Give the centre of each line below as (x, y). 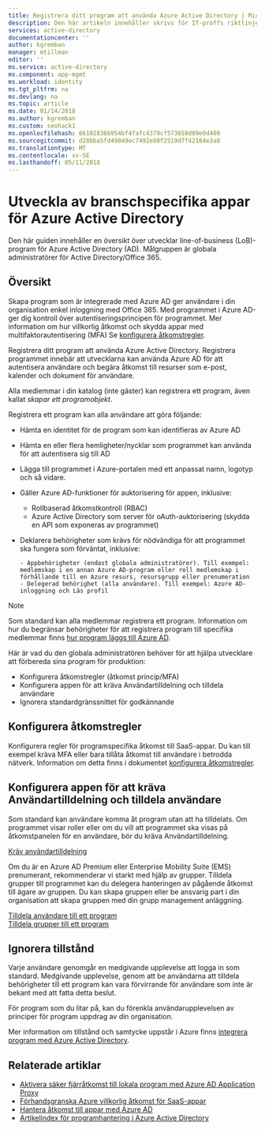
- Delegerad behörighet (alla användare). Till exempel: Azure (126, 584)
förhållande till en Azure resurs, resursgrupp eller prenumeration (134, 577)
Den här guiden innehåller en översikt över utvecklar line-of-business (121, 241)
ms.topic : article (38, 104)
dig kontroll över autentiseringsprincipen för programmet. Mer (121, 318)
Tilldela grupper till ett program (58, 923)
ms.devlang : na (33, 97)
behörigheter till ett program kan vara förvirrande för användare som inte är (131, 984)
